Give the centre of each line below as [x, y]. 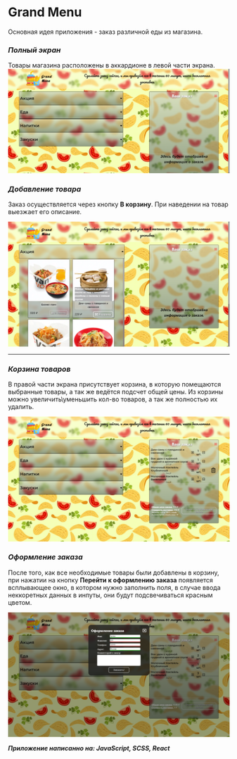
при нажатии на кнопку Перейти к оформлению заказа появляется [111, 580]
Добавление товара [45, 189]
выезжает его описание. [45, 212]
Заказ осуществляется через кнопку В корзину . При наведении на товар [118, 204]
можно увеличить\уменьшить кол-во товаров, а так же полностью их [113, 399]
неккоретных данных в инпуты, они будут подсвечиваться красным [110, 595]
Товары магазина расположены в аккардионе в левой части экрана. [111, 65]
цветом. [20, 602]
